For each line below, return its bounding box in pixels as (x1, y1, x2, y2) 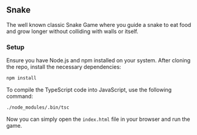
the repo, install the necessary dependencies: (6, 64, 121, 71)
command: (6, 92, 34, 100)
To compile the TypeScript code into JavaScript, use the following (6, 86, 172, 93)
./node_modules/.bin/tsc (6, 104, 70, 111)
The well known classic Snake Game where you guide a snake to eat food (6, 21, 192, 28)
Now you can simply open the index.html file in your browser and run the (6, 115, 190, 123)
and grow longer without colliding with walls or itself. (6, 27, 138, 35)
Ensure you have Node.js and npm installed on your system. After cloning (6, 57, 191, 64)
